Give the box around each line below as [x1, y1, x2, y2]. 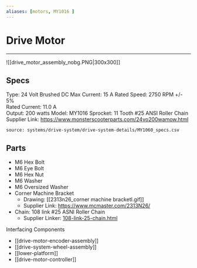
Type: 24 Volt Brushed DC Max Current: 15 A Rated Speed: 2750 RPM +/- [6, 91, 183, 98]
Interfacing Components [6, 226, 65, 233]
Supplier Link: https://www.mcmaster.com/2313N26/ [23, 202, 151, 209]
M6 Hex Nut [14, 171, 44, 178]
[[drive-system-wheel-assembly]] [14, 243, 97, 250]
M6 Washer [14, 177, 43, 184]
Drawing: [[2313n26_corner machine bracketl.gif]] [23, 196, 144, 203]
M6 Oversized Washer [14, 184, 69, 191]
